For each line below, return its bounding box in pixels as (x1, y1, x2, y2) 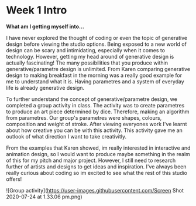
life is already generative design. (6, 84, 85, 91)
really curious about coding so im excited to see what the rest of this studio (6, 169, 187, 176)
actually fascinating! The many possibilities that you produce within (6, 59, 169, 66)
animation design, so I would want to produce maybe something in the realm (6, 150, 190, 157)
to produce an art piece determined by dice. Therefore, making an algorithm (6, 108, 190, 115)
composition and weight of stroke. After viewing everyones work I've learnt (6, 120, 187, 127)
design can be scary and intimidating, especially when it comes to (6, 46, 166, 53)
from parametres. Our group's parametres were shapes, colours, (6, 114, 162, 121)
